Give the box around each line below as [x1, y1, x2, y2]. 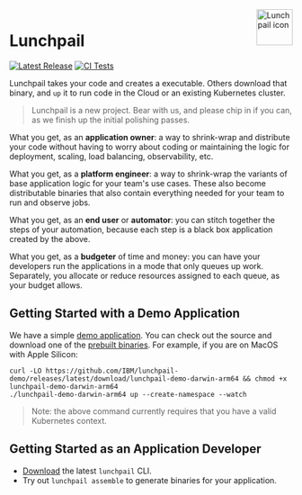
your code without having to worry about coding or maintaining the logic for [9, 141, 290, 152]
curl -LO [9, 366, 42, 375]
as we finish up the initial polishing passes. [31, 114, 191, 125]
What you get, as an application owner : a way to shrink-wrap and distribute [9, 131, 290, 142]
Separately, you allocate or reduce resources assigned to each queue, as [9, 270, 280, 281]
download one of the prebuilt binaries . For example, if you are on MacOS [9, 339, 279, 350]
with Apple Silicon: [9, 348, 78, 359]
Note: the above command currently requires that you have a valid [31, 405, 277, 417]
